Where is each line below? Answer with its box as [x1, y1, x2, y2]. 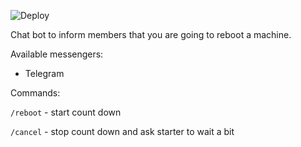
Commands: [10, 87, 61, 99]
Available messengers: [10, 48, 104, 60]
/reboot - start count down [10, 106, 122, 118]
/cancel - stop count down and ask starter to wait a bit [10, 126, 235, 137]
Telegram [24, 68, 65, 79]
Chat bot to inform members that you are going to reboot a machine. [10, 29, 292, 40]
